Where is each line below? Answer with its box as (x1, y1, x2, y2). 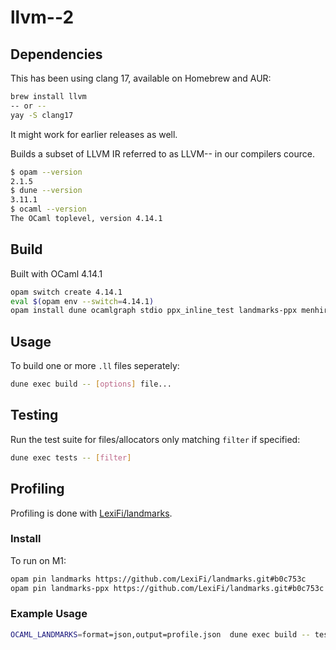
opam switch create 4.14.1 (10, 287, 123, 297)
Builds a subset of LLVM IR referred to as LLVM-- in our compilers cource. (10, 147, 316, 160)
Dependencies (10, 46, 103, 63)
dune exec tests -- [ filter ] (10, 452, 132, 463)
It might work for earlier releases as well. (10, 128, 178, 140)
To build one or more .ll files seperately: (10, 360, 180, 372)
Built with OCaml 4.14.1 (10, 267, 103, 280)
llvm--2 (10, 6, 75, 29)
